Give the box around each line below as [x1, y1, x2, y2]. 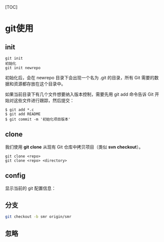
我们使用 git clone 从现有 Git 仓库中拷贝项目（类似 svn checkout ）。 [5, 144, 143, 150]
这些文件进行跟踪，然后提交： [13, 98, 74, 103]
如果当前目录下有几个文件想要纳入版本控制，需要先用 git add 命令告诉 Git [5, 91, 154, 97]
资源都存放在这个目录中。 [13, 81, 66, 87]
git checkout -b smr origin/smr [5, 214, 71, 219]
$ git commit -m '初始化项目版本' [5, 117, 71, 122]
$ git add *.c [5, 107, 34, 112]
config [5, 172, 26, 180]
